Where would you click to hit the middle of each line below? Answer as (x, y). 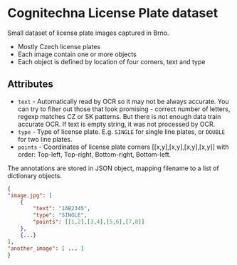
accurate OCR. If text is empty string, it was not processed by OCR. (116, 124)
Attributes (30, 84)
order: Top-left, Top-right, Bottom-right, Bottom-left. (94, 154)
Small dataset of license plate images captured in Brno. (88, 33)
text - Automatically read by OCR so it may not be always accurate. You (123, 101)
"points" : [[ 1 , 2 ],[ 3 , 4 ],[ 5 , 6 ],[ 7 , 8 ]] (89, 222)
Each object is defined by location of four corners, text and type (111, 61)
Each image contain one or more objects (77, 54)
